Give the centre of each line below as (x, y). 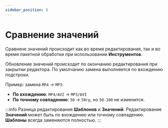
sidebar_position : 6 (27, 10)
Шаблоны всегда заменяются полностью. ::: (53, 120)
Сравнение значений (52, 35)
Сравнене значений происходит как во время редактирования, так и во (83, 49)
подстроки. (17, 75)
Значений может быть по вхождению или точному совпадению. (75, 114)
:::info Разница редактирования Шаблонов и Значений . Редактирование (83, 109)
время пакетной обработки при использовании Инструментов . (74, 54)
